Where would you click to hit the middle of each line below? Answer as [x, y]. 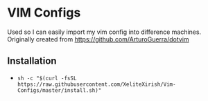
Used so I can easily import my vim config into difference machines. [104, 32]
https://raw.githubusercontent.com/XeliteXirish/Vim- [96, 84]
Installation [32, 61]
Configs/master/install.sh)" [59, 90]
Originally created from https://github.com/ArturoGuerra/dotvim [98, 39]
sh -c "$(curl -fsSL [47, 78]
